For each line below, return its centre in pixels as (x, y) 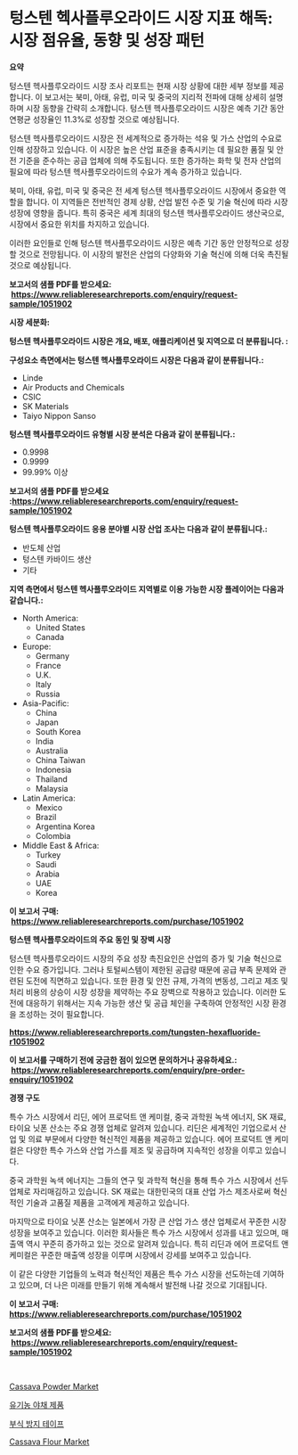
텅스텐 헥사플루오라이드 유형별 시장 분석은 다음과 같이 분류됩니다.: (122, 434)
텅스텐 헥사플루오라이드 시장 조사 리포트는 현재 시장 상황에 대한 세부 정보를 (139, 86)
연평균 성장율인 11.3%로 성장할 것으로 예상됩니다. (94, 119)
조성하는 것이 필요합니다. (61, 1014)
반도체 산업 (41, 547)
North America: (50, 618)
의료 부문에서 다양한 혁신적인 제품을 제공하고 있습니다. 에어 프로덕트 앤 (150, 1139)
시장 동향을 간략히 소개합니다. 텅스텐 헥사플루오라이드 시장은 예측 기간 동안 (155, 108)
